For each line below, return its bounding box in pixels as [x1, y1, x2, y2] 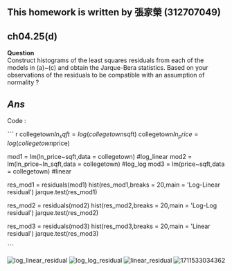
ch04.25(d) [7, 30, 57, 42]
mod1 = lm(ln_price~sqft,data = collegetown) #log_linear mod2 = [7, 152, 193, 160]
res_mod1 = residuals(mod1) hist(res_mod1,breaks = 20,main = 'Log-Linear [7, 180, 220, 189]
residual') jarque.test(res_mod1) [7, 187, 98, 196]
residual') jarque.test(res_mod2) [7, 208, 99, 216]
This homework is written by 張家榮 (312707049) [7, 6, 222, 19]
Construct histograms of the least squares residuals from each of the [7, 56, 204, 64]
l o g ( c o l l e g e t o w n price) [7, 139, 71, 147]
